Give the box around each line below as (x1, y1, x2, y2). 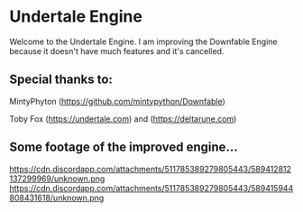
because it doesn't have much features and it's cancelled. (9, 45, 225, 56)
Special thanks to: (9, 72, 113, 88)
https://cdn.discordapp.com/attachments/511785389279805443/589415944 (9, 182, 294, 193)
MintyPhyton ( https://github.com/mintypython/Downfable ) (9, 96, 225, 106)
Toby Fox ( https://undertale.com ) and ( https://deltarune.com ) (9, 113, 237, 124)
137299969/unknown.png (9, 173, 106, 184)
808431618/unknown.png (9, 192, 105, 203)
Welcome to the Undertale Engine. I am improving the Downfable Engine (9, 36, 278, 47)
